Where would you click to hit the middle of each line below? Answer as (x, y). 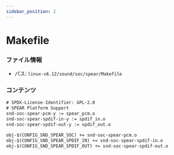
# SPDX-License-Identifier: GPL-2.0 (51, 103)
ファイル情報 (24, 60)
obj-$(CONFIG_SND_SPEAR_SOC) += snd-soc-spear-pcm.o (72, 135)
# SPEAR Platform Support (37, 108)
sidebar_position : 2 (31, 11)
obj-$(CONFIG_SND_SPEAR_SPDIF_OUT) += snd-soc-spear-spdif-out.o (87, 146)
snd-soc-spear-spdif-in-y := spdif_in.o (56, 119)
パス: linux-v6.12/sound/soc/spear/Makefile (68, 74)
